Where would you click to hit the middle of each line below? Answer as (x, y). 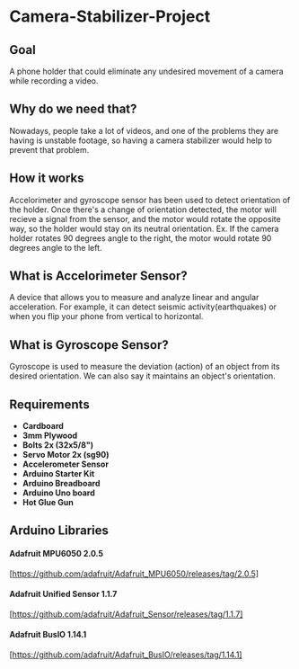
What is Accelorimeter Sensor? (98, 276)
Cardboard (43, 426)
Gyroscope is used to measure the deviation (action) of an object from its (145, 367)
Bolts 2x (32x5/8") (58, 445)
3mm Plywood (50, 436)
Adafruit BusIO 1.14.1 (48, 635)
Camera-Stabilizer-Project (110, 17)
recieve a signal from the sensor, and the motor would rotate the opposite (145, 219)
